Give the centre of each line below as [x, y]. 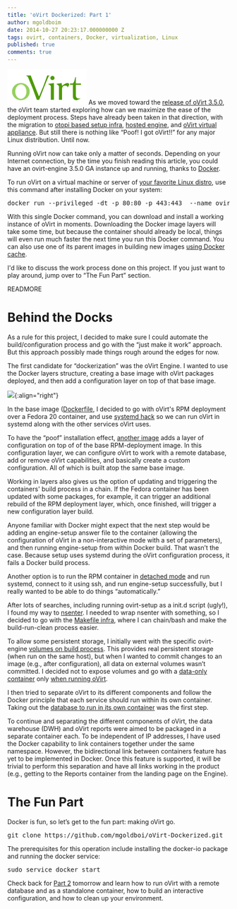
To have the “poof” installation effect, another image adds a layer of [106, 437]
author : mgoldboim [34, 22]
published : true [31, 45]
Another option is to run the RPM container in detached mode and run [109, 576]
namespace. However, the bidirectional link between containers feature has [117, 751]
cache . [17, 254]
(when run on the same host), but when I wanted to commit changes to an [115, 656]
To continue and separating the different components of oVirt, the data [110, 721]
